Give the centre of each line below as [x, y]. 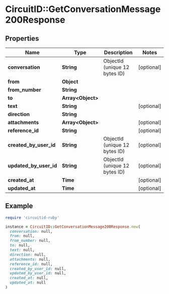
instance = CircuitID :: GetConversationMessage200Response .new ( [73, 227]
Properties [22, 38]
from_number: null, [30, 241]
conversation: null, [31, 231]
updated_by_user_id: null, [38, 273]
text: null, [22, 250]
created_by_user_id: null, [38, 269]
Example [19, 206]
